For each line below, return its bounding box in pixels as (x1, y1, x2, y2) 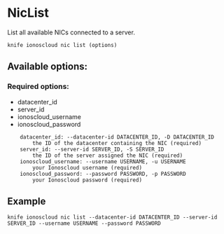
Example (7, 195, 46, 207)
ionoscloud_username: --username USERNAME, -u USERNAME (20, 158, 187, 165)
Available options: (7, 61, 88, 73)
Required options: (7, 82, 70, 92)
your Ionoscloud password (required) (32, 177, 142, 184)
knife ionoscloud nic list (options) (7, 41, 118, 48)
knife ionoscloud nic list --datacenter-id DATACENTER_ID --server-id (7, 214, 218, 221)
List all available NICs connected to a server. (7, 28, 135, 36)
